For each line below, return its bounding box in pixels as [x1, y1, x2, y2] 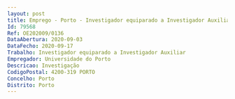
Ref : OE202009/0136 [7, 29, 64, 37]
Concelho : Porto [7, 75, 55, 82]
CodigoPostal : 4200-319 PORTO [7, 68, 96, 75]
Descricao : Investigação [7, 62, 80, 69]
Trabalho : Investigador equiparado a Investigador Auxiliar [7, 49, 187, 56]
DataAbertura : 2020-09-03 [7, 36, 83, 43]
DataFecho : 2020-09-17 [7, 43, 73, 49]
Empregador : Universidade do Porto [7, 56, 111, 63]
